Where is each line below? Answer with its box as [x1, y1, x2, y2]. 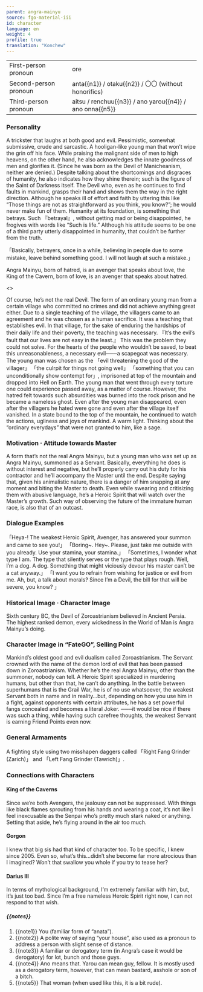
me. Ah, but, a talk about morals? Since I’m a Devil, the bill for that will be [6, 575, 187, 583]
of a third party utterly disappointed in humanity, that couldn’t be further [6, 228, 185, 235]
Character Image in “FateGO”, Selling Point [6, 640, 134, 649]
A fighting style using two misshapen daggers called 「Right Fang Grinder [6, 748, 190, 755]
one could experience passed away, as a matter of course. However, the [6, 385, 187, 393]
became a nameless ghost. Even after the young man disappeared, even [6, 398, 187, 406]
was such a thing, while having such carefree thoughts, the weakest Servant [6, 712, 196, 719]
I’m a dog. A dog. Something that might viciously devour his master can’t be [6, 562, 195, 569]
